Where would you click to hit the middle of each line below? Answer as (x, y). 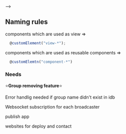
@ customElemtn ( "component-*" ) (41, 62)
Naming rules (26, 22)
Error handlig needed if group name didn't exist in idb (60, 97)
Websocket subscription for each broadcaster (52, 107)
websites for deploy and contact (38, 126)
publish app (17, 116)
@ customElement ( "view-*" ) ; (38, 43)
